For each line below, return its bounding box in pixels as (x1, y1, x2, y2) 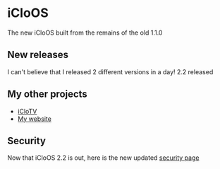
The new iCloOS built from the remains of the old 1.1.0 (7, 28, 163, 37)
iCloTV (17, 107, 37, 115)
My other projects (7, 88, 88, 100)
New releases (7, 49, 69, 61)
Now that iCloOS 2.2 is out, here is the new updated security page (7, 153, 200, 162)
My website (17, 115, 51, 123)
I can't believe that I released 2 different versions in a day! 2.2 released (7, 67, 214, 76)
